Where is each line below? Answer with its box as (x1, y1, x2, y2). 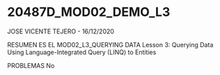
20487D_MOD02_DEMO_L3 (7, 4, 171, 20)
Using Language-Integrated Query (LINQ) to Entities (7, 48, 157, 56)
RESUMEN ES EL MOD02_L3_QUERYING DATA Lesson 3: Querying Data (7, 40, 214, 49)
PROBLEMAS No (7, 61, 55, 69)
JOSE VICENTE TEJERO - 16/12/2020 (7, 27, 115, 35)
